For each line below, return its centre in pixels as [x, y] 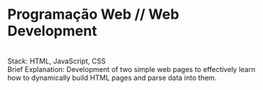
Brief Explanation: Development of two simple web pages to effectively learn [131, 69]
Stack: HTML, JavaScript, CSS [57, 61]
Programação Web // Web [93, 14]
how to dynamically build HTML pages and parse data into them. [112, 77]
